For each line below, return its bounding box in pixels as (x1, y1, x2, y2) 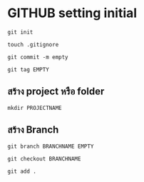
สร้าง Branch (7, 123, 59, 136)
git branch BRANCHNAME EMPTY (7, 143, 94, 150)
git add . (7, 168, 37, 175)
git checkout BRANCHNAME (7, 155, 81, 162)
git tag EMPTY (7, 66, 50, 73)
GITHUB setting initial (7, 5, 138, 21)
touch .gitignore (7, 41, 59, 48)
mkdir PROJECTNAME (7, 104, 62, 111)
